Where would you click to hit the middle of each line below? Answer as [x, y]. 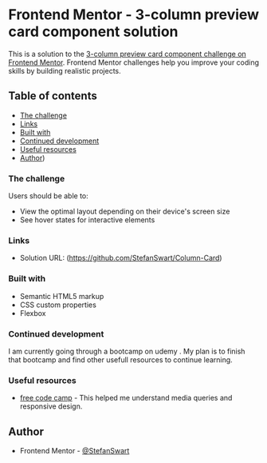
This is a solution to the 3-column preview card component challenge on [128, 54]
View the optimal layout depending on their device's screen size [125, 212]
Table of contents [53, 96]
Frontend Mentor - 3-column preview [134, 15]
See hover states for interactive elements [87, 220]
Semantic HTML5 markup [62, 296]
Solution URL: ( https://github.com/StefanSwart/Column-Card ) [121, 258]
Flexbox [33, 313]
